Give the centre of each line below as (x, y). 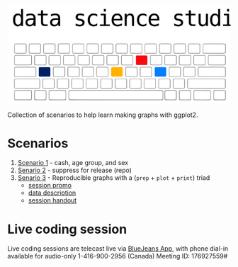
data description (52, 193)
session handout (52, 200)
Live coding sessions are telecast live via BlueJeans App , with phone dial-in (118, 249)
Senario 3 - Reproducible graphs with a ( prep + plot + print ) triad (114, 178)
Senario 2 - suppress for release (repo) (75, 170)
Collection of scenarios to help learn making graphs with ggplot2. (103, 115)
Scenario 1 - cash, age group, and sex (73, 163)
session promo (50, 186)
